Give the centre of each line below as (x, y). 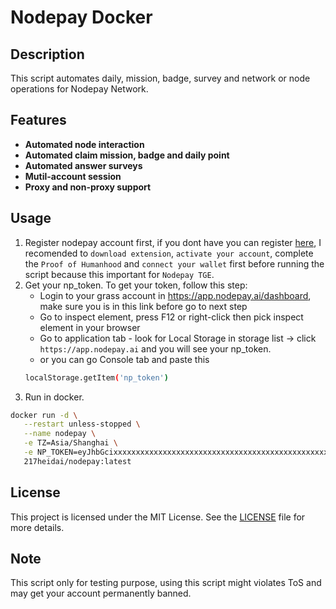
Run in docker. (54, 397)
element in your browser (90, 327)
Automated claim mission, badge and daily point (127, 155)
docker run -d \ (44, 415)
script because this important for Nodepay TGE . (119, 274)
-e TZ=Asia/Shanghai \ (70, 443)
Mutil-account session (73, 176)
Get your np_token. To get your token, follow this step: (136, 285)
